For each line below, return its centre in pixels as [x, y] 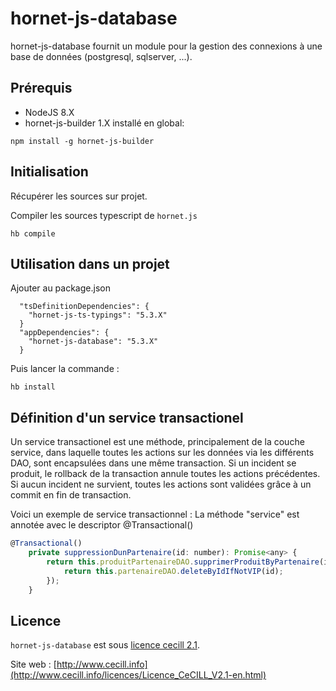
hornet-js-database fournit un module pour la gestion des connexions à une [166, 46]
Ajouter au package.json [60, 288]
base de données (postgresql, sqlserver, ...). [101, 56]
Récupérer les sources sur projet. [79, 196]
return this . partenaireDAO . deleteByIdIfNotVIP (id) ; [173, 571]
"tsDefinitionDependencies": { [84, 307]
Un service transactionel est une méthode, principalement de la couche [157, 442]
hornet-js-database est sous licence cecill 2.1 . [105, 645]
